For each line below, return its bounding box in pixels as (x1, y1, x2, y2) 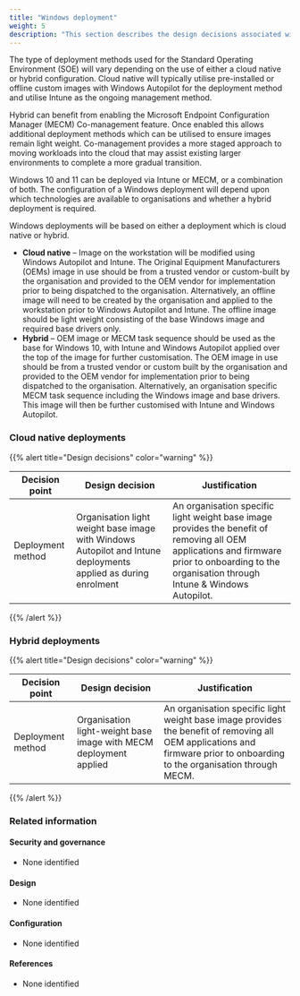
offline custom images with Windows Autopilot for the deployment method (9, 82, 283, 94)
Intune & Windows (172, 578, 249, 590)
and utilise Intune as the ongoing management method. (9, 92, 212, 103)
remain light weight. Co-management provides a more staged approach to (9, 138, 282, 149)
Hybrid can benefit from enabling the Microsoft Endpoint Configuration (9, 109, 270, 121)
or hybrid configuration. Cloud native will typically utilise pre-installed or (9, 73, 275, 84)
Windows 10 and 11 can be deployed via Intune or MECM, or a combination (9, 175, 283, 185)
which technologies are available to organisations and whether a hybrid (9, 193, 272, 204)
